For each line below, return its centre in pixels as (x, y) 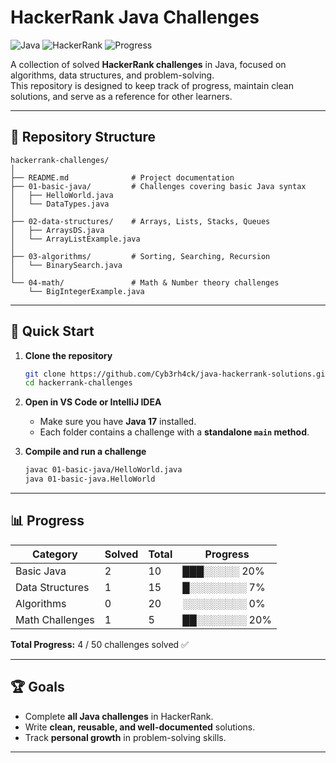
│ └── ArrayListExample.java (75, 239)
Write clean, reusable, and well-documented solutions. (140, 727)
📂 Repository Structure (83, 137)
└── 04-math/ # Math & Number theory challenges (145, 282)
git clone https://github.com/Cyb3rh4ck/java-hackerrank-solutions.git (177, 374)
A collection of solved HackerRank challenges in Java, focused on (148, 64)
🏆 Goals (37, 687)
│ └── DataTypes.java (60, 204)
